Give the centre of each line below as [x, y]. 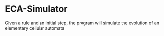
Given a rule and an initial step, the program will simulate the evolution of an [82, 23]
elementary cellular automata [35, 28]
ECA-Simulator [36, 9]
